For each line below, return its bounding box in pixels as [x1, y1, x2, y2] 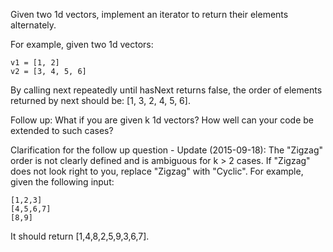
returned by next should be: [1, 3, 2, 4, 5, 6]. [10, 95, 191, 106]
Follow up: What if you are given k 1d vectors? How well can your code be [10, 114, 315, 126]
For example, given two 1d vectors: [10, 39, 154, 50]
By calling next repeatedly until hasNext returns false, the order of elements [10, 84, 323, 96]
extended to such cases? [10, 125, 114, 136]
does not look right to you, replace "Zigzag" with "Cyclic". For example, [10, 165, 304, 177]
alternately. [10, 19, 57, 31]
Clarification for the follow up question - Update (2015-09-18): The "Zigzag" [10, 144, 324, 156]
